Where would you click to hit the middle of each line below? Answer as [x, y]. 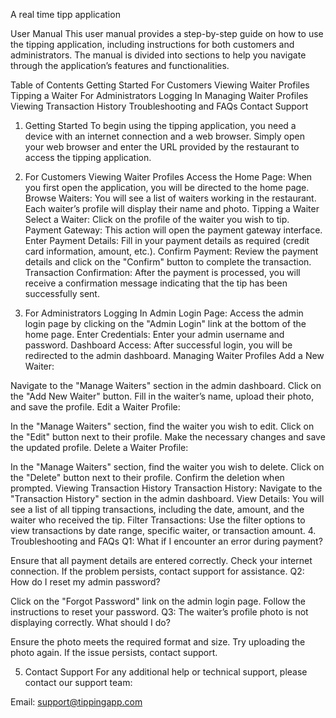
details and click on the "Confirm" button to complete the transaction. [168, 262]
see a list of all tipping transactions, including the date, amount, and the [157, 509]
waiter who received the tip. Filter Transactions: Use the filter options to [158, 520]
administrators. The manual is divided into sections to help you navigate [158, 55]
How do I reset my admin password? [85, 582]
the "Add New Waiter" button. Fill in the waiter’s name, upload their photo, [162, 396]
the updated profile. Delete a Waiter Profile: [99, 447]
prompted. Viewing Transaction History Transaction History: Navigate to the [166, 488]
